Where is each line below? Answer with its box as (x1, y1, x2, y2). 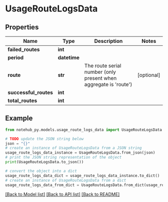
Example (5, 114, 33, 123)
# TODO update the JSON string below (5, 136, 84, 141)
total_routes (7, 97, 37, 104)
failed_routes (7, 46, 40, 53)
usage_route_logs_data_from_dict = (5, 183, 79, 188)
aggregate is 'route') (84, 81, 132, 88)
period (7, 54, 24, 61)
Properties (5, 23, 39, 31)
